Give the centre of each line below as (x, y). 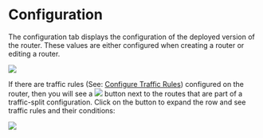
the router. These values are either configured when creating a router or (126, 45)
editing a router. (34, 53)
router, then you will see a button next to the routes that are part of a (126, 93)
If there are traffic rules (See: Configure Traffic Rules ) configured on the (126, 84)
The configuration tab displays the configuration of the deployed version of (131, 37)
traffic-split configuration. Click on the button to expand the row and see (127, 102)
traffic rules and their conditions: (62, 110)
